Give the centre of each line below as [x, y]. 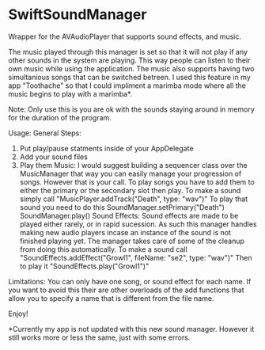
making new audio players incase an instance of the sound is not [125, 232]
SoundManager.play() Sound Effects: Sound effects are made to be [129, 215]
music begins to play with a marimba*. [70, 93]
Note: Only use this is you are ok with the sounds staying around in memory [132, 109]
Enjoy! [19, 314]
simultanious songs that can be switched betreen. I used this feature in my [129, 77]
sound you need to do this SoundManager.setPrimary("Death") [122, 207]
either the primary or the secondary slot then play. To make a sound [130, 190]
